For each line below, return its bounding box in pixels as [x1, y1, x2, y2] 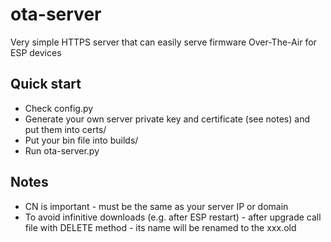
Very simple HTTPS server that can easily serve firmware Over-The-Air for [10, 36, 317, 48]
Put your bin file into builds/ [24, 134, 139, 146]
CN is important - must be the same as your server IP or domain [24, 200, 289, 212]
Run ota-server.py [24, 144, 100, 157]
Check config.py [24, 102, 94, 114]
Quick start [10, 76, 82, 93]
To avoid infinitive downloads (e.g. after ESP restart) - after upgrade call [24, 211, 322, 223]
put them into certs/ [24, 123, 107, 135]
